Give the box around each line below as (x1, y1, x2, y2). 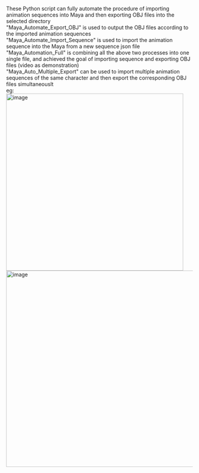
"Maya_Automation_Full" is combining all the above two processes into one (6, 49, 190, 56)
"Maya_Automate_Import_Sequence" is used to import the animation (6, 37, 173, 43)
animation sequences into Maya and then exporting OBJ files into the (6, 11, 175, 18)
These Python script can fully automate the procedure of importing (6, 5, 170, 12)
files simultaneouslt (6, 81, 54, 88)
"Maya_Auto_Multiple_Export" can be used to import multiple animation (6, 68, 180, 75)
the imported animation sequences (6, 30, 91, 37)
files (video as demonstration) (6, 62, 79, 69)
